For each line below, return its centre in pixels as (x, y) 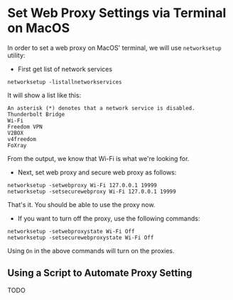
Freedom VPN (25, 127)
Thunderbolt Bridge (36, 114)
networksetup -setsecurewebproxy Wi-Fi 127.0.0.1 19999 (92, 191)
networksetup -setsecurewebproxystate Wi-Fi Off (81, 238)
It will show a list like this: (44, 95)
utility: (16, 55)
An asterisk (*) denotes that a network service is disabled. (101, 108)
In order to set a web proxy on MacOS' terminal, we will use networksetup (114, 48)
